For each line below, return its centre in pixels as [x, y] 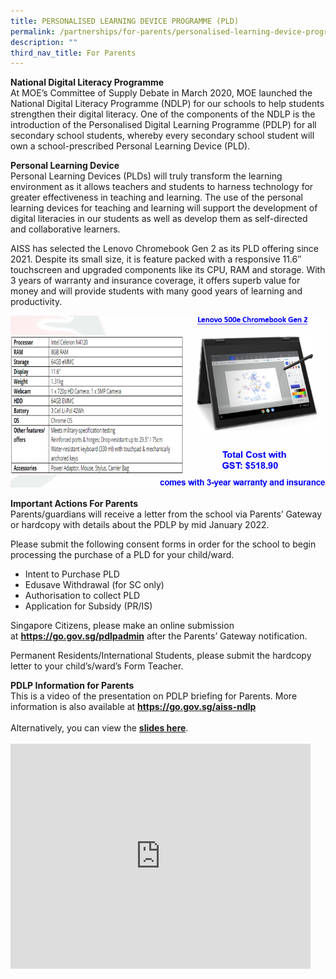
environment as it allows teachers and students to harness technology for [162, 187]
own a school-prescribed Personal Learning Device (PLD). [130, 146]
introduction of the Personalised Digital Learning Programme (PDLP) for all [163, 125]
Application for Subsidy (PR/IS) [88, 606]
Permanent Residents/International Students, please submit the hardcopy [161, 655]
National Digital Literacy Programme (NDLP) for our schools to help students [167, 104]
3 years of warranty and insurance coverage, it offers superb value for [155, 281]
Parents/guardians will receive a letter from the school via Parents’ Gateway [166, 514]
